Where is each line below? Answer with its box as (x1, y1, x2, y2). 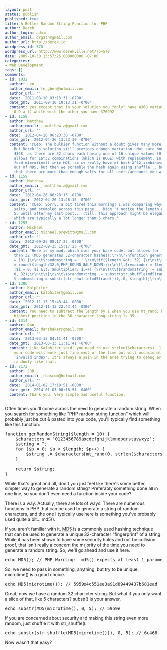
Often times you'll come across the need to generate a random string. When (5, 406, 161, 412)
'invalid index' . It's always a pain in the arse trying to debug (14, 355, 155, 360)
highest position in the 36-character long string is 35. (14, 313, 137, 318)
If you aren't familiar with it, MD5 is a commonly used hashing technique (5, 526, 153, 532)
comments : (5, 72, 26, 77)
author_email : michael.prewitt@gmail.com (9, 230, 97, 235)
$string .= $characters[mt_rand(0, (26, 451, 113, 457)
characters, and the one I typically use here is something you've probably (5, 511, 156, 517)
